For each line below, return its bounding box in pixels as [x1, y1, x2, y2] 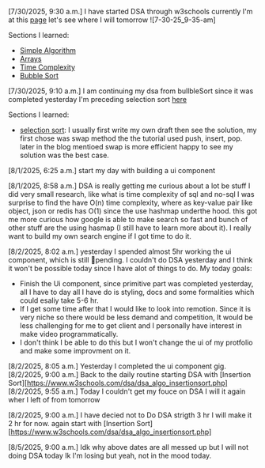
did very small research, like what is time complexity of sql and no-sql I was [8, 190, 255, 198]
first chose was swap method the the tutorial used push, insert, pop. [19, 134, 243, 143]
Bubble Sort [19, 71, 59, 80]
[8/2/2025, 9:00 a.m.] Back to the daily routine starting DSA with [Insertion [8, 370, 252, 379]
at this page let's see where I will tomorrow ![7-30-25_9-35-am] [8, 15, 216, 25]
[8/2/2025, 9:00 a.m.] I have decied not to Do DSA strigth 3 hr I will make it [8, 410, 252, 420]
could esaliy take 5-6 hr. [19, 296, 99, 305]
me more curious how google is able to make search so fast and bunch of [8, 215, 248, 224]
